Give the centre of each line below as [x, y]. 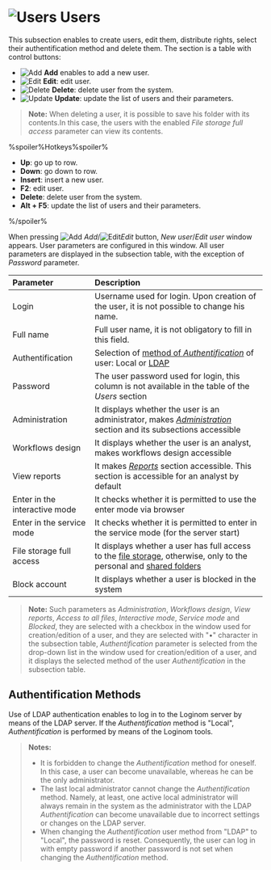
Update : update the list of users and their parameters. [144, 98]
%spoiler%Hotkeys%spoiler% [58, 146]
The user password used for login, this [167, 376]
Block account [40, 584]
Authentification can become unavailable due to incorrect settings [150, 814]
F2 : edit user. [42, 188]
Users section [121, 396]
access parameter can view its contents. [96, 131]
